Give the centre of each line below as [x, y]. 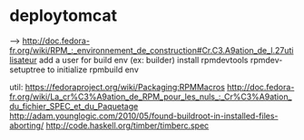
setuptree [27, 70]
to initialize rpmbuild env [93, 70]
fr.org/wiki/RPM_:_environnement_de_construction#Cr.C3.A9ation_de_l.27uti [152, 50]
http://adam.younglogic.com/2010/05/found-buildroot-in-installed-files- [144, 116]
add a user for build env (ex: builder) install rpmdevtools [144, 60]
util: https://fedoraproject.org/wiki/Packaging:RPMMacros [117, 87]
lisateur [24, 60]
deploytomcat [64, 16]
